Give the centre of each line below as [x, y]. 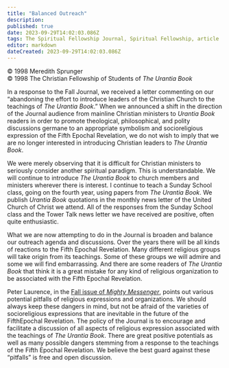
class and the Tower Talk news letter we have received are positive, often [111, 214]
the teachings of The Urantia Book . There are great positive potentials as [110, 335]
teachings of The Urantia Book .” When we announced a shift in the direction [115, 106]
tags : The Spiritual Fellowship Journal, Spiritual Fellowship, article [113, 39]
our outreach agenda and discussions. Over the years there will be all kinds [113, 242]
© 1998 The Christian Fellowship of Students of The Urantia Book [100, 78]
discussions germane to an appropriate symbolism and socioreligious [105, 128]
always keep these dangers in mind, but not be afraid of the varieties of [108, 306]
